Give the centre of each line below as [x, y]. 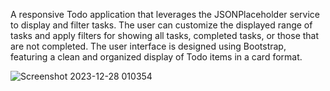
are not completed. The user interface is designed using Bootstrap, [148, 46]
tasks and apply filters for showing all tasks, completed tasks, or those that [165, 35]
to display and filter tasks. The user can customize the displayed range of [161, 25]
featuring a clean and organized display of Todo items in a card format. [156, 57]
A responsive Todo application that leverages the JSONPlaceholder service [165, 14]
